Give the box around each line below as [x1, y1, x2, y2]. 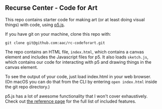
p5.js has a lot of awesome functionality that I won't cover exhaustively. [5, 93, 148, 99]
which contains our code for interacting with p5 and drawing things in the [5, 59, 152, 65]
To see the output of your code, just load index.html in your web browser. [5, 73, 151, 79]
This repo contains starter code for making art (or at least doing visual [5, 16, 145, 22]
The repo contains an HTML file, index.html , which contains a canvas [5, 49, 144, 54]
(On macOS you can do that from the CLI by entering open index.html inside [5, 79, 158, 84]
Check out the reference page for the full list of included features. [5, 98, 137, 104]
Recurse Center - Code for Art [5, 4, 98, 12]
